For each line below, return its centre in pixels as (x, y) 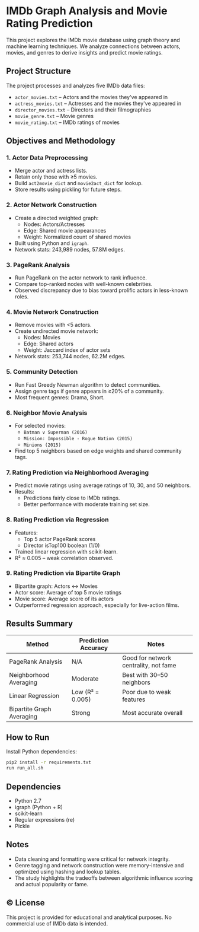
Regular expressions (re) (45, 820)
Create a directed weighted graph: (57, 218)
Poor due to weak (147, 692)
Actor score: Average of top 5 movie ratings (68, 592)
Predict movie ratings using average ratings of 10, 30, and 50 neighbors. (103, 485)
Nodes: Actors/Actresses (54, 224)
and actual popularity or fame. (52, 884)
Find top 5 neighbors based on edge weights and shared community (98, 451)
